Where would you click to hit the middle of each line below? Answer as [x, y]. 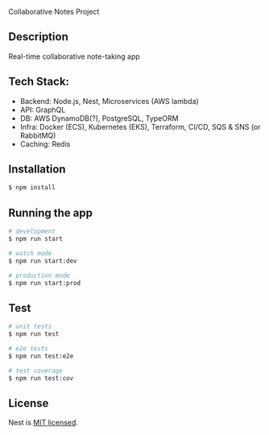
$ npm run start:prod [45, 283]
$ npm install [32, 188]
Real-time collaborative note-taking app [74, 56]
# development [32, 232]
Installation [37, 170]
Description [38, 37]
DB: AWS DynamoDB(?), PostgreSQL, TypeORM [99, 118]
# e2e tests [28, 348]
